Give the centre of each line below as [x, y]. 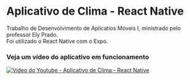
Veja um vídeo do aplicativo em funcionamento [78, 57]
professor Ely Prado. [32, 34]
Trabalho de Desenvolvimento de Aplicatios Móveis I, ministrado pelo [93, 28]
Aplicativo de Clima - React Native [95, 11]
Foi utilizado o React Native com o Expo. [57, 41]
